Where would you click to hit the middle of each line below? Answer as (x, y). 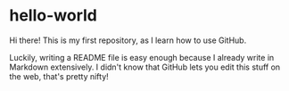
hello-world (54, 16)
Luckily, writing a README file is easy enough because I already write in (142, 57)
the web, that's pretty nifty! (59, 76)
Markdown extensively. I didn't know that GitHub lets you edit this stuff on (145, 67)
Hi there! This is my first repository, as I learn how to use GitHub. (128, 40)
